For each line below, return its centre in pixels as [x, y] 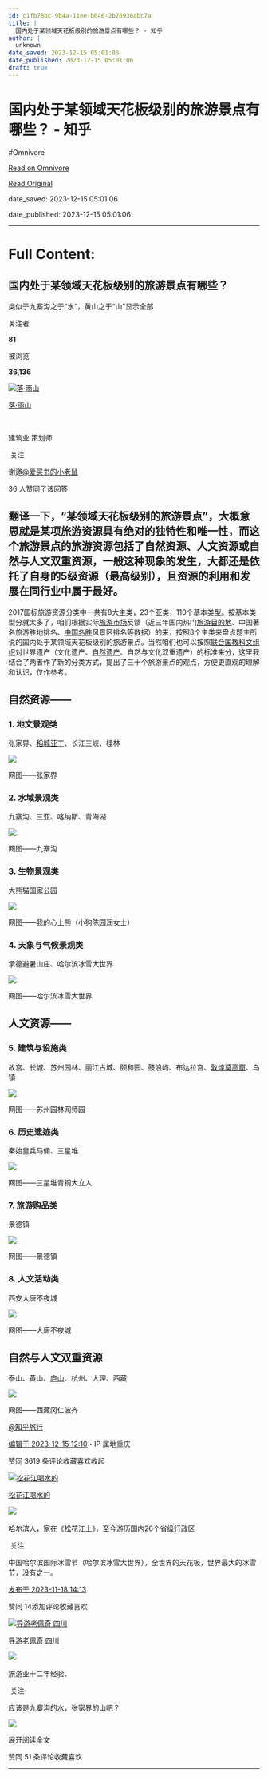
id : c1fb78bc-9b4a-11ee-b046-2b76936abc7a [80, 16]
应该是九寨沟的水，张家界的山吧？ [64, 1708]
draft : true [28, 68]
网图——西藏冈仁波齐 [43, 1410]
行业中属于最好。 [81, 591]
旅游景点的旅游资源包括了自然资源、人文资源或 [134, 546]
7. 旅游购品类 [33, 1205]
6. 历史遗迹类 [33, 1132]
